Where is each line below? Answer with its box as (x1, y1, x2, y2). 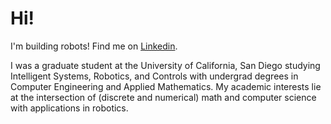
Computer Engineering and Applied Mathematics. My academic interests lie (10, 80, 322, 92)
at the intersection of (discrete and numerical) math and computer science (10, 91, 317, 103)
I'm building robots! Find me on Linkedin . (10, 40, 178, 52)
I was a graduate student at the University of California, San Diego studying (10, 59, 321, 71)
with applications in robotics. (10, 102, 129, 114)
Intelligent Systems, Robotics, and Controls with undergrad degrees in (10, 70, 299, 82)
